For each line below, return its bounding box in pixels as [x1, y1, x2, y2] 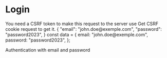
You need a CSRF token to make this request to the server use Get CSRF [5, 21, 159, 27]
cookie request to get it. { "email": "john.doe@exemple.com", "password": [5, 26, 162, 32]
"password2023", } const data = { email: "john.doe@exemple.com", [5, 31, 148, 37]
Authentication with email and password [5, 47, 90, 53]
